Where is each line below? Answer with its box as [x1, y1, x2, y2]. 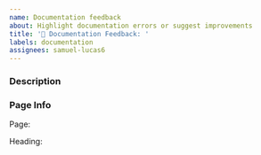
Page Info [9, 98, 52, 111]
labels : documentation [9, 37, 94, 47]
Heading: [9, 136, 43, 147]
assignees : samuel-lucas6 [9, 46, 105, 55]
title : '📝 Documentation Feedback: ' [9, 29, 150, 38]
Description [9, 75, 61, 88]
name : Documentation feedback [9, 12, 122, 22]
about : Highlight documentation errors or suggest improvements [9, 21, 253, 30]
